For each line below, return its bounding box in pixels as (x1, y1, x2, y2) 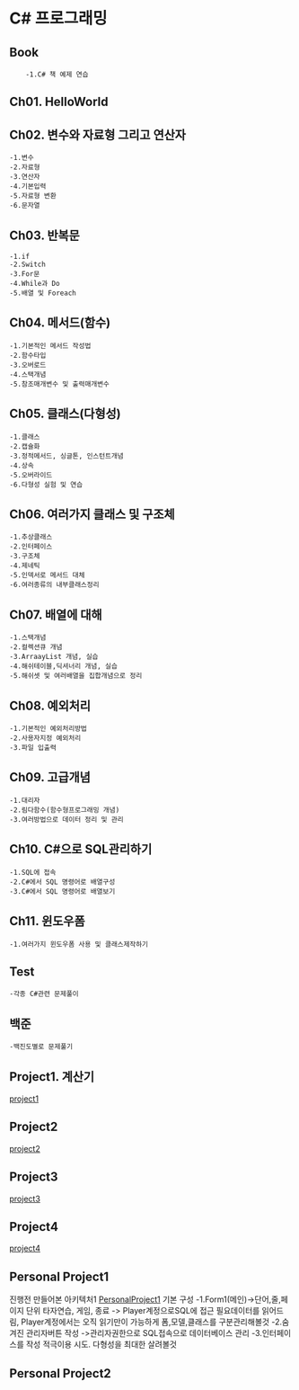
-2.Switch (9, 260, 47, 270)
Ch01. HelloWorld (9, 94, 110, 110)
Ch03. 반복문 (9, 227, 81, 243)
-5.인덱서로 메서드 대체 (9, 571, 85, 580)
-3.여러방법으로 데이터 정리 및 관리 (9, 815, 124, 824)
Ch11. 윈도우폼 (9, 913, 85, 929)
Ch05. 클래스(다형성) (9, 406, 121, 422)
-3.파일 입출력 (9, 744, 57, 753)
